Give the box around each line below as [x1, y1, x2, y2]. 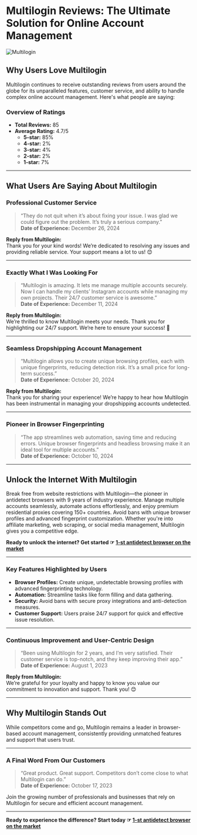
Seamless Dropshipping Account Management [6, 344, 142, 352]
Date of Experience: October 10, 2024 [20, 452, 114, 459]
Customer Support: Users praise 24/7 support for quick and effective [14, 609, 184, 616]
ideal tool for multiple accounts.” [20, 446, 99, 453]
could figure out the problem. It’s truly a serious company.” [20, 218, 162, 225]
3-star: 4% [23, 146, 51, 154]
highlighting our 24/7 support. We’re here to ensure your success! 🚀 [6, 324, 170, 332]
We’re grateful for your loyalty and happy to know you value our [6, 680, 160, 687]
